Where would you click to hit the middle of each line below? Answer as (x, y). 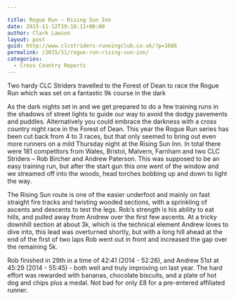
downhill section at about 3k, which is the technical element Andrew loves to (118, 224)
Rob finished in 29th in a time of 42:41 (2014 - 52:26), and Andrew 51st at (113, 260)
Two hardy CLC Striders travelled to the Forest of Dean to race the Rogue (113, 86)
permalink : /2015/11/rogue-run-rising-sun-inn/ (78, 53)
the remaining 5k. (33, 247)
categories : (25, 59)
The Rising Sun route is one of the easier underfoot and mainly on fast (109, 194)
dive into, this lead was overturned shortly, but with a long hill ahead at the (115, 231)
